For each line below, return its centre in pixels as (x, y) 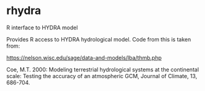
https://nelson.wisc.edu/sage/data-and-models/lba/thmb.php (84, 57)
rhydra (24, 11)
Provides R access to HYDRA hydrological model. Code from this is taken (99, 39)
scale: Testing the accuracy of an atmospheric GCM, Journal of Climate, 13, (102, 76)
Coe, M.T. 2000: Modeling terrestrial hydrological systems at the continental (103, 69)
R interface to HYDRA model (42, 27)
